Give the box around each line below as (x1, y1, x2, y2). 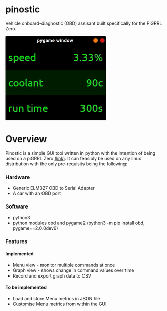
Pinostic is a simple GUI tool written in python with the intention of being (5, 150, 156, 156)
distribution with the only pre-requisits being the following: (5, 161, 128, 167)
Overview (5, 133, 47, 145)
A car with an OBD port (12, 190, 61, 196)
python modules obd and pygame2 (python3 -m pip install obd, (12, 220, 145, 226)
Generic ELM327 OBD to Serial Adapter (12, 185, 95, 191)
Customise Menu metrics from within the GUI (12, 301, 107, 307)
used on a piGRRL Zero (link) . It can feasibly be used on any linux (5, 155, 141, 161)
